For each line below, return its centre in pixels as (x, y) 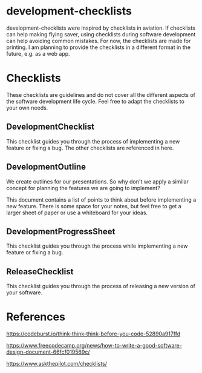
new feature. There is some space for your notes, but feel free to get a (94, 206)
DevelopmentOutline (46, 167)
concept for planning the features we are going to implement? (83, 188)
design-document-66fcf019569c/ (48, 352)
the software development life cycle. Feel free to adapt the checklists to (95, 101)
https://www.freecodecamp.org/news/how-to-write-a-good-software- (94, 346)
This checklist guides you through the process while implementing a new (97, 246)
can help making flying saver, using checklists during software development (101, 34)
